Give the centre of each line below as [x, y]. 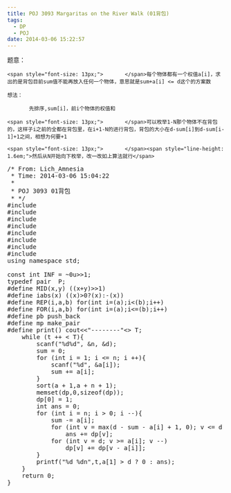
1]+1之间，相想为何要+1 [37, 137]
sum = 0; [51, 351]
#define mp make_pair [44, 323]
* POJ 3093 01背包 [41, 191]
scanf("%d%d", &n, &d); [76, 344]
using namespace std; [44, 261]
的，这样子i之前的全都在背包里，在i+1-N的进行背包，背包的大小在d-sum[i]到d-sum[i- [116, 130]
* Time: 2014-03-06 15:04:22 [60, 176]
